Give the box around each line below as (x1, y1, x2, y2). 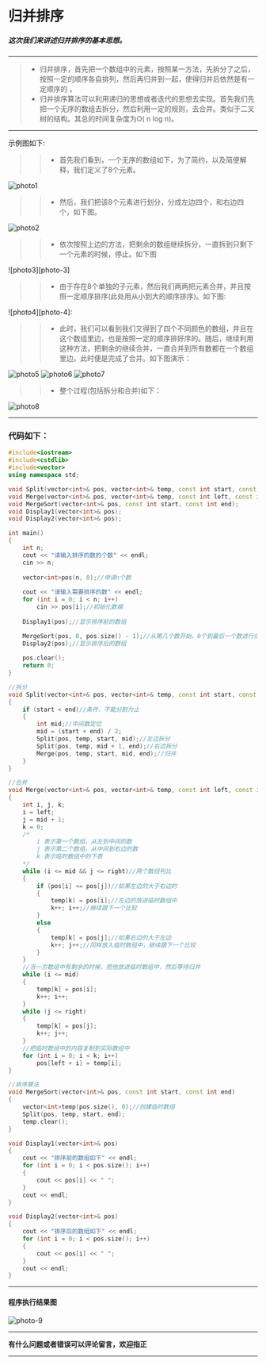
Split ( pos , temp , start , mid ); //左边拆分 (36, 735, 170, 743)
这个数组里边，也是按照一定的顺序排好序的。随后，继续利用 (59, 334, 254, 344)
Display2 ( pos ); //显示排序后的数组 (22, 640, 127, 648)
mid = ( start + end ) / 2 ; (36, 728, 123, 736)
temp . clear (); (22, 1117, 69, 1125)
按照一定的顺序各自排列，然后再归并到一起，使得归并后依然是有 (39, 75, 248, 84)
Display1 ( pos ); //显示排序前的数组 (22, 617, 127, 625)
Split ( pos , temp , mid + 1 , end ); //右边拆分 (36, 742, 178, 750)
